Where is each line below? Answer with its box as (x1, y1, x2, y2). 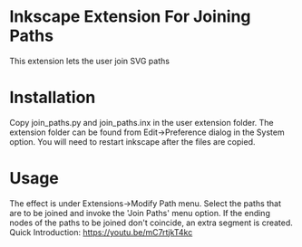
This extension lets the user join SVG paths (9, 55, 170, 66)
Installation (9, 88, 96, 108)
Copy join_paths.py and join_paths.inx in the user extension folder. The (9, 117, 274, 128)
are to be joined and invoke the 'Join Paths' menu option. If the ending (9, 207, 270, 218)
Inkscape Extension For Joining (9, 6, 251, 27)
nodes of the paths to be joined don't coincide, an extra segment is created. (9, 217, 293, 228)
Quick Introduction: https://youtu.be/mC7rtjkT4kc (9, 226, 193, 237)
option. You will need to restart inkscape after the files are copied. (9, 136, 256, 147)
